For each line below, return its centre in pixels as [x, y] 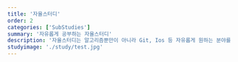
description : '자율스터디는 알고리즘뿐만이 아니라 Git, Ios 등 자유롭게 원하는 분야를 [119, 41]
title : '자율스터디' [34, 14]
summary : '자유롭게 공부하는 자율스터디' [60, 34]
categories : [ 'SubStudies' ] [49, 27]
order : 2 [20, 21]
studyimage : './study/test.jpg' [55, 47]
